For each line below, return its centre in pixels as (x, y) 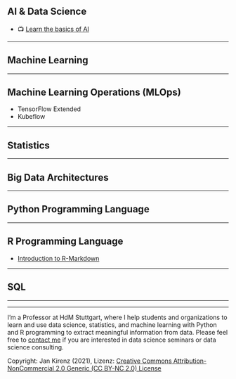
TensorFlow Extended (49, 109)
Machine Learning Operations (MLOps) (94, 92)
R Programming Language (65, 242)
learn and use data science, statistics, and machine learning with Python (112, 325)
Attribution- (190, 361)
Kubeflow (31, 117)
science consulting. (36, 347)
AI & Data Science (47, 12)
